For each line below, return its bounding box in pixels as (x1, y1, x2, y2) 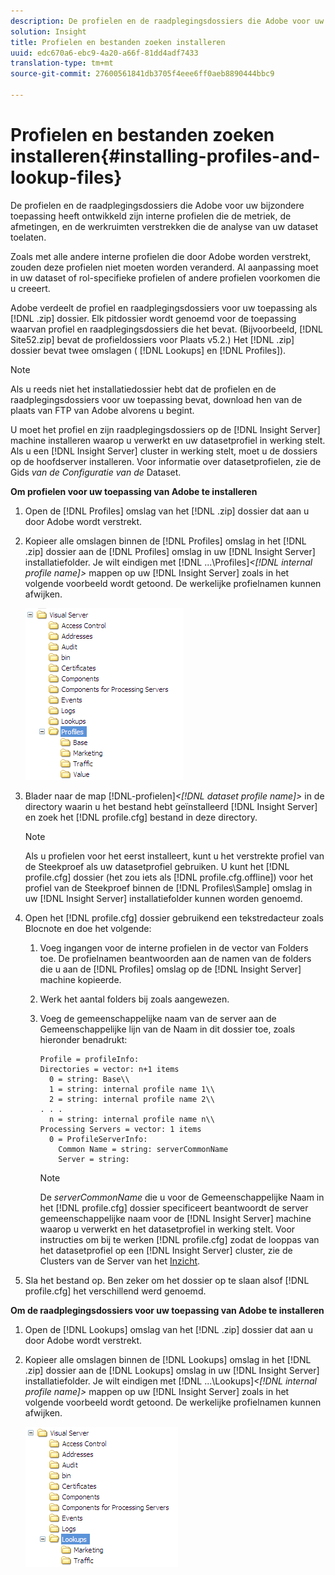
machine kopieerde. (39, 973, 122, 985)
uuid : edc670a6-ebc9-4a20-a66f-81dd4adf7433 (10, 48, 199, 58)
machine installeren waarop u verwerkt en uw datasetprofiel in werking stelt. (10, 434, 326, 446)
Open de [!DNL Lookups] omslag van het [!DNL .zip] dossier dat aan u (24, 1323, 313, 1335)
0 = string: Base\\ (48, 1074, 130, 1084)
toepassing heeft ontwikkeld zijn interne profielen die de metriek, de (10, 210, 292, 222)
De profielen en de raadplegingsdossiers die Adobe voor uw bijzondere (10, 199, 305, 211)
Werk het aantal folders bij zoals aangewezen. (39, 993, 230, 1005)
